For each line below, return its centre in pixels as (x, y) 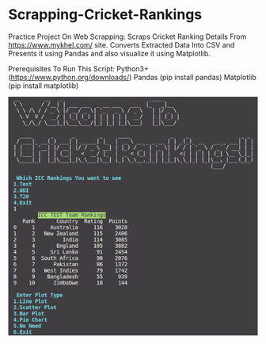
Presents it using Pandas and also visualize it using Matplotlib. (110, 53)
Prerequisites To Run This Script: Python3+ (78, 68)
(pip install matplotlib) (44, 86)
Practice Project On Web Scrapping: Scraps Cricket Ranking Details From (127, 36)
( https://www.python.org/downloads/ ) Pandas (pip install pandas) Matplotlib (133, 77)
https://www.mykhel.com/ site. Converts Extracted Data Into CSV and (122, 44)
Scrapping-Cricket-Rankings (105, 15)
